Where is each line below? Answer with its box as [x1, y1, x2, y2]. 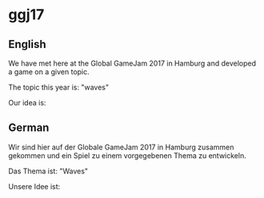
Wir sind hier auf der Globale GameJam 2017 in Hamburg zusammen [8, 142, 234, 152]
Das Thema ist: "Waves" [8, 166, 89, 176]
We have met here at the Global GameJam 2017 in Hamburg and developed [8, 58, 257, 68]
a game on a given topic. [8, 67, 90, 77]
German [8, 121, 50, 135]
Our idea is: [8, 98, 46, 107]
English [8, 38, 46, 51]
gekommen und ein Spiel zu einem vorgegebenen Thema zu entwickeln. [8, 150, 246, 160]
